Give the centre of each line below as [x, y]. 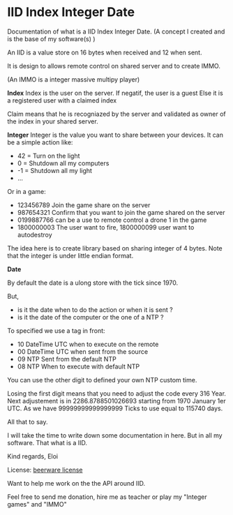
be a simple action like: [40, 142]
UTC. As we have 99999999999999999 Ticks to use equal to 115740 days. [115, 408]
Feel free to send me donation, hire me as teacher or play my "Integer [107, 497]
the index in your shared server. [53, 121]
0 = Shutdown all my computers [63, 163]
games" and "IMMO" [37, 504]
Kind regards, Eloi [33, 456]
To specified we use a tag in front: [57, 330]
